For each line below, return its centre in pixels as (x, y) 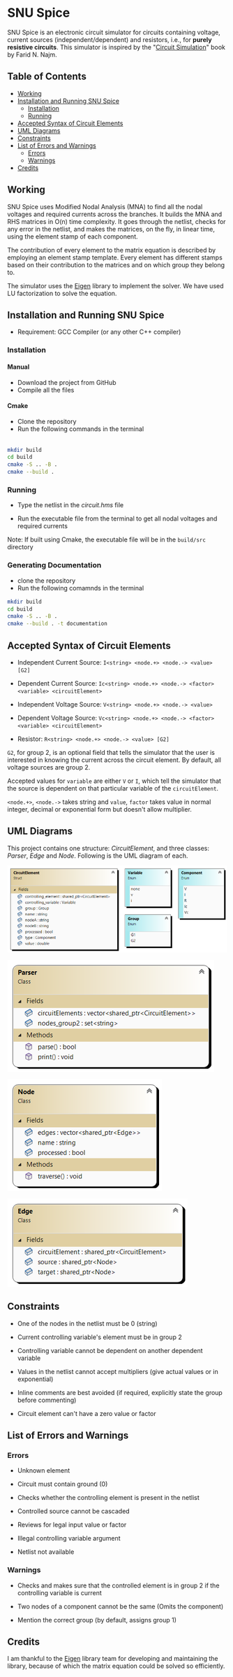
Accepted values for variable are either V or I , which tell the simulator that (114, 781)
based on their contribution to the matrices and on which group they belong (116, 264)
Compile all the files (46, 390)
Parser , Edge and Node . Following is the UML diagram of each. (98, 856)
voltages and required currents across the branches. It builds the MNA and (115, 214)
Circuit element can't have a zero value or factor (87, 1413)
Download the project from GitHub (67, 382)
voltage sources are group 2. (49, 767)
